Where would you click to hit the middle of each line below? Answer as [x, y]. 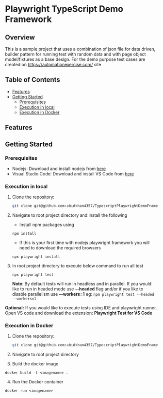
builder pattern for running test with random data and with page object [75, 54]
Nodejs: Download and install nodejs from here [59, 169]
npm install [24, 234]
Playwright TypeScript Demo [64, 9]
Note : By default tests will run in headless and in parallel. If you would [82, 284]
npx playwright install [36, 257]
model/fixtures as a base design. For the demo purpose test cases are [75, 59]
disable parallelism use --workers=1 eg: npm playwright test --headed [83, 294]
